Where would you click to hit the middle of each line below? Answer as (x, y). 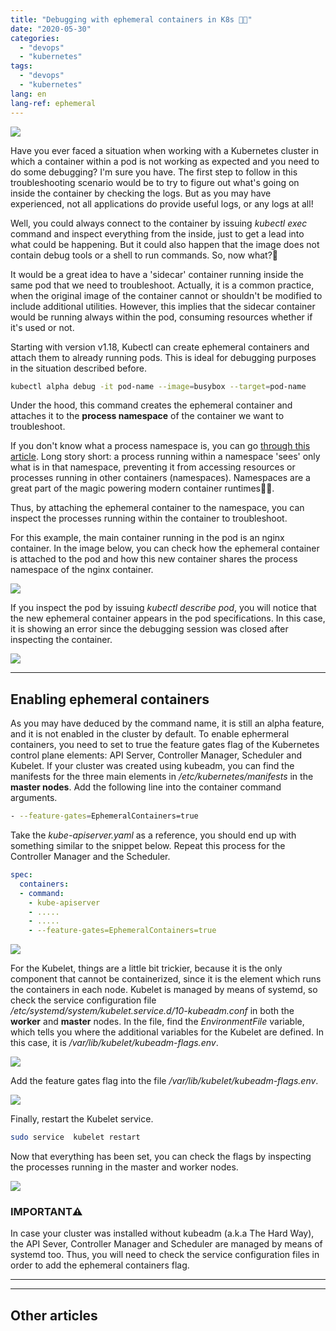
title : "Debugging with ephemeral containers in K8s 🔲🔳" (131, 19)
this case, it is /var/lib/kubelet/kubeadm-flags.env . (114, 1043)
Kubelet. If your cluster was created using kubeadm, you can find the (152, 766)
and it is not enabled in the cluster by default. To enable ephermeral (150, 734)
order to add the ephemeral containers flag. (100, 1265)
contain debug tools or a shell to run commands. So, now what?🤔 (144, 255)
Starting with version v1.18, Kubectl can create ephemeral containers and (160, 347)
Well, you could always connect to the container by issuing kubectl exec (159, 223)
